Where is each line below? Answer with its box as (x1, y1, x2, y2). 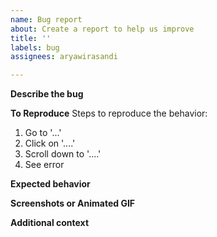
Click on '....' (24, 137, 76, 150)
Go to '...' (24, 127, 62, 139)
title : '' (10, 33, 52, 43)
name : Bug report (10, 14, 83, 25)
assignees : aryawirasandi (10, 52, 118, 62)
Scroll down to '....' (24, 148, 102, 160)
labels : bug (10, 42, 60, 53)
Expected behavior (10, 178, 91, 190)
